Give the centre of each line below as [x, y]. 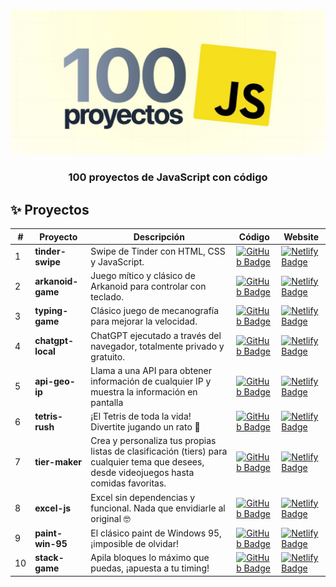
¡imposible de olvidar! [134, 543]
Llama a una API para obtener [151, 370]
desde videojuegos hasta [142, 473]
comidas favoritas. [128, 483]
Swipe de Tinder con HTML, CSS [158, 251]
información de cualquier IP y [151, 381]
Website [301, 236]
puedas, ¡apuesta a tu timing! [150, 568]
